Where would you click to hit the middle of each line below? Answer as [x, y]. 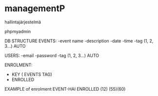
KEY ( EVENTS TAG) [32, 74]
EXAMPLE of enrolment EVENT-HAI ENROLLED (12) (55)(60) [65, 89]
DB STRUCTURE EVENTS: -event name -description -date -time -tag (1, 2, [79, 41]
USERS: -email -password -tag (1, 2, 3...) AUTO [52, 55]
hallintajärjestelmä [23, 22]
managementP [35, 9]
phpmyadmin [18, 31]
